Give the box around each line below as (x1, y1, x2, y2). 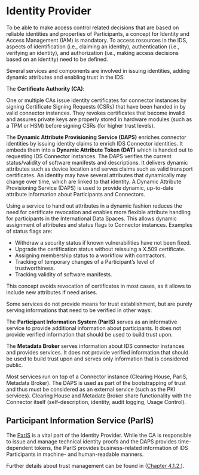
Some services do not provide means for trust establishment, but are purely (6, 300, 192, 307)
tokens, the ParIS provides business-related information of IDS (34, 444, 188, 451)
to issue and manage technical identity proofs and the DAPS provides (6, 437, 177, 445)
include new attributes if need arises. (6, 288, 97, 296)
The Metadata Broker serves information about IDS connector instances (6, 342, 185, 350)
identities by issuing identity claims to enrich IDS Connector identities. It (6, 140, 183, 147)
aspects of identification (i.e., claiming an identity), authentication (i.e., (6, 43, 180, 50)
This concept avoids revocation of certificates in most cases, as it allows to (6, 282, 191, 289)
